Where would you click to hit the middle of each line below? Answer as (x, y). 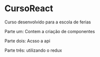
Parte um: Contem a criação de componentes (50, 31)
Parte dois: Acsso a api (27, 41)
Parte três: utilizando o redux (33, 50)
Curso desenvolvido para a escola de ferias (48, 22)
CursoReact (29, 9)
